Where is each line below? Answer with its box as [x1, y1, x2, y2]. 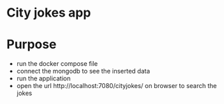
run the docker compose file [16, 60, 98, 68]
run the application [16, 74, 71, 83]
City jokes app [6, 5, 91, 21]
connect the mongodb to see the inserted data [16, 67, 150, 76]
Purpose [6, 37, 57, 53]
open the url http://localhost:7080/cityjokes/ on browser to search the [16, 82, 217, 90]
